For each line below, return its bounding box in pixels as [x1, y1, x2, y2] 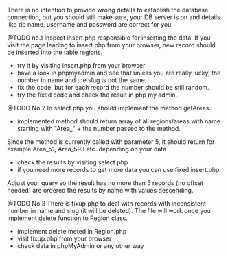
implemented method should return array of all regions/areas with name [16, 117, 221, 125]
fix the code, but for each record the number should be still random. [16, 84, 209, 91]
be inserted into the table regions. [7, 48, 103, 56]
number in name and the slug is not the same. [16, 76, 147, 84]
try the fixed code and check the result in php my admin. [16, 90, 178, 99]
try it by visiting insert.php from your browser [16, 62, 146, 69]
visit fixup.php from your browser [16, 234, 112, 243]
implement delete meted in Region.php [16, 228, 127, 235]
